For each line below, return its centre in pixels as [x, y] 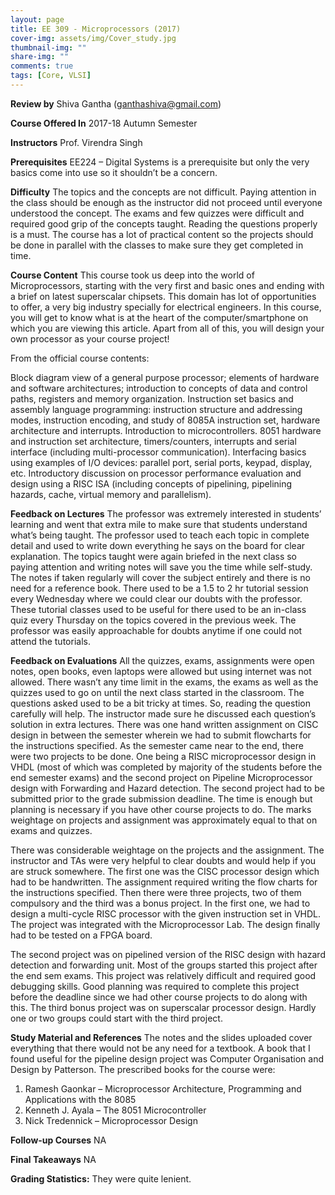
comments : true [42, 66]
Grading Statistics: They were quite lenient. [101, 1178]
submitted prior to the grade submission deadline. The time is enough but [161, 798]
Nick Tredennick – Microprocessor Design [111, 1120]
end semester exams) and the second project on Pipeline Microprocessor [161, 777]
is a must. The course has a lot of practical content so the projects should [162, 234]
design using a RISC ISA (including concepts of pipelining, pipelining [151, 483]
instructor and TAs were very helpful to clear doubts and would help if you [163, 860]
